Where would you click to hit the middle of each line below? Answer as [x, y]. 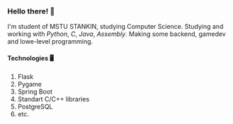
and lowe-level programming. [50, 42]
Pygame [30, 84]
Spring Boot [35, 92]
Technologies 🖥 [31, 58]
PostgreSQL [35, 106]
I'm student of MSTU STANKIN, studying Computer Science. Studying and [115, 27]
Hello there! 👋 [31, 11]
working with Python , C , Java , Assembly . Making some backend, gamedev [117, 34]
